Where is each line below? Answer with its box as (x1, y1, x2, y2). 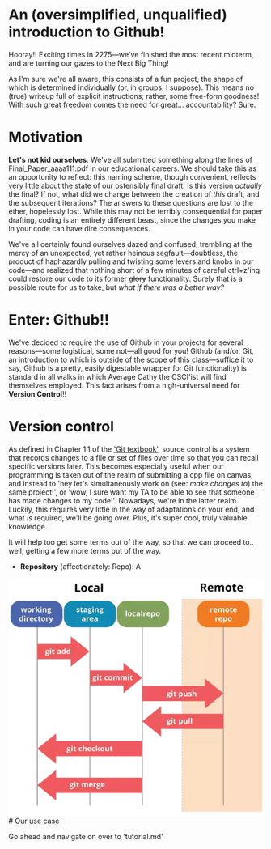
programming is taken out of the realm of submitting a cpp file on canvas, (8, 469, 253, 479)
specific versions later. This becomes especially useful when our (8, 461, 224, 471)
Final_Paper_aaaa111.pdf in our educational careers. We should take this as (8, 163, 257, 173)
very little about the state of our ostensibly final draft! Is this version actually (8, 180, 263, 190)
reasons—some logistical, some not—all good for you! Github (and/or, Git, (8, 346, 255, 355)
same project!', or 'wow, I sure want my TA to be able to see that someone (8, 487, 255, 497)
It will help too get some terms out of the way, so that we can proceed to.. (8, 537, 254, 547)
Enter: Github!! (8, 311, 109, 329)
